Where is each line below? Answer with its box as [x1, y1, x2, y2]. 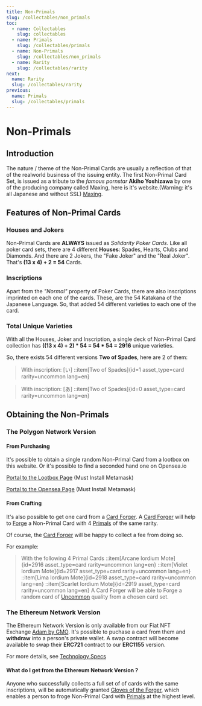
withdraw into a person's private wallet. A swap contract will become [6, 634, 179, 641]
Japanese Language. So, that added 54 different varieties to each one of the [6, 300, 197, 308]
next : [6, 71, 20, 77]
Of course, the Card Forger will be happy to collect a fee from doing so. [6, 531, 184, 538]
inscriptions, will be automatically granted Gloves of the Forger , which [6, 686, 180, 694]
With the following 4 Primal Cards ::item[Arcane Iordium [21, 555, 160, 562]
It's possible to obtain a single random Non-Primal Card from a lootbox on [6, 456, 190, 463]
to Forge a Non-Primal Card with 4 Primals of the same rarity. [6, 520, 159, 527]
